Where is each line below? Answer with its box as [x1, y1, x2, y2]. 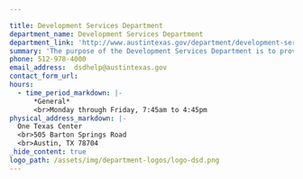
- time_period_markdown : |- [17, 88, 124, 98]
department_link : [9, 38, 75, 47]
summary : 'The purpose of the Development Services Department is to [9, 46, 277, 55]
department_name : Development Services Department [9, 29, 204, 39]
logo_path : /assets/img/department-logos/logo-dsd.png [9, 155, 220, 165]
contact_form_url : [9, 71, 78, 81]
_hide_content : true [9, 147, 87, 156]
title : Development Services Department [9, 21, 164, 30]
